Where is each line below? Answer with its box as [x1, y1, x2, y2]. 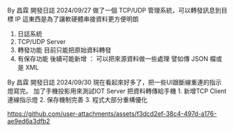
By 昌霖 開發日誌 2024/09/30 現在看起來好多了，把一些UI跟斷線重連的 [7, 78, 210, 86]
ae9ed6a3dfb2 [7, 117, 50, 125]
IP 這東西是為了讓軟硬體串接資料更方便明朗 [15, 15, 139, 23]
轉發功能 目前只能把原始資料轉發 [17, 46, 112, 54]
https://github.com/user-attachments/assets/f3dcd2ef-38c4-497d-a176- [7, 110, 217, 117]
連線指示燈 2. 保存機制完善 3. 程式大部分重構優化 [7, 96, 148, 103]
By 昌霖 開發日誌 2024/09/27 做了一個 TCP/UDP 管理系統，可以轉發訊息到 [7, 6, 221, 14]
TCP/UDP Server [17, 38, 66, 45]
